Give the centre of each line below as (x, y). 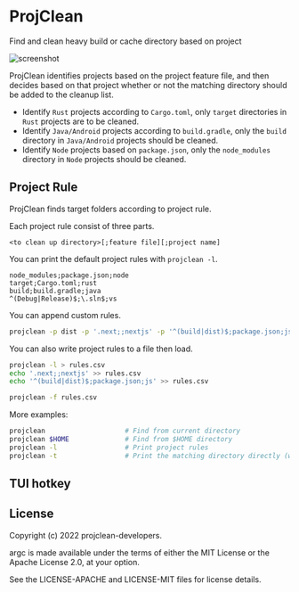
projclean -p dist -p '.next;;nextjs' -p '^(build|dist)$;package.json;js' (153, 332)
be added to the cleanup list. (61, 95)
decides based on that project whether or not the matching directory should (148, 85)
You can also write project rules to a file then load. (101, 349)
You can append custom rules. (65, 315)
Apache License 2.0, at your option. (74, 562)
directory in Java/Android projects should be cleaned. (120, 140)
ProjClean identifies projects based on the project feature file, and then (139, 75)
